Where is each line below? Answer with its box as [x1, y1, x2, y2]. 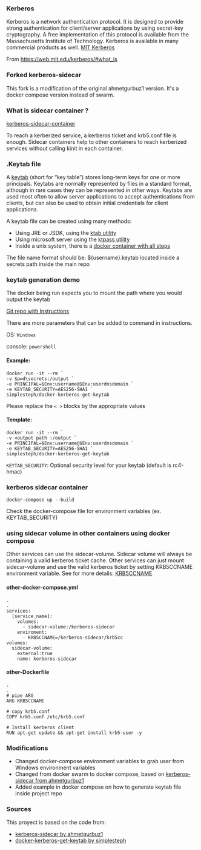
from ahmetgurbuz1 [35, 777, 84, 784]
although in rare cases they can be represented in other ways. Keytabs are [6, 186, 193, 194]
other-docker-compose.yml [6, 584, 78, 591]
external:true [17, 650, 53, 656]
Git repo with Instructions [6, 308, 70, 315]
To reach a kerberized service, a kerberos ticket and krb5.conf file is [6, 132, 177, 139]
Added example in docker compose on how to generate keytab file [15, 783, 182, 790]
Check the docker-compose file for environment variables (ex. [6, 508, 162, 515]
